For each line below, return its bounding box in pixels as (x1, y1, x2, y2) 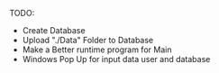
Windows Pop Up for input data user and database (22, 54, 211, 64)
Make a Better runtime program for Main (22, 44, 172, 55)
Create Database (22, 25, 86, 35)
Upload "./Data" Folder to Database (22, 35, 154, 45)
